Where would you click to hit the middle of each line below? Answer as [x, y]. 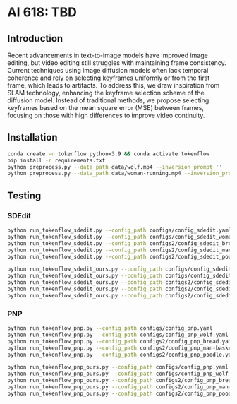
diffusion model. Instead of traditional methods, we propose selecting [108, 100]
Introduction [35, 38]
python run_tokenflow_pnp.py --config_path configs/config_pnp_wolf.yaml [118, 335]
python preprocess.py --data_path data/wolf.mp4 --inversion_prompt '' [115, 167]
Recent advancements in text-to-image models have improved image [108, 55]
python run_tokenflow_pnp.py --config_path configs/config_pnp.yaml [110, 328]
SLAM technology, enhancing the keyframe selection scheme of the [106, 93]
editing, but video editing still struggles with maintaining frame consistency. [117, 63]
